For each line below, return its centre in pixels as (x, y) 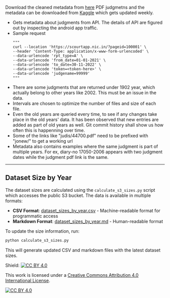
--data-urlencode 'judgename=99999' (51, 73)
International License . (28, 280)
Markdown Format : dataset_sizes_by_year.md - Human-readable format (88, 221)
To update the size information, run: (42, 231)
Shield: (12, 265)
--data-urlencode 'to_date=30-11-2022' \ (57, 65)
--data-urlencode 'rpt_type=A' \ (48, 56)
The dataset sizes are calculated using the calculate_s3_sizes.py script (80, 190)
